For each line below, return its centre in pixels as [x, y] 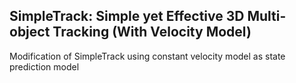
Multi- [267, 16]
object [30, 32]
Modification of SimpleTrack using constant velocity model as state [147, 56]
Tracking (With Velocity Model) [152, 32]
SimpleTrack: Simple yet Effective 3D [127, 16]
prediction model [44, 66]
